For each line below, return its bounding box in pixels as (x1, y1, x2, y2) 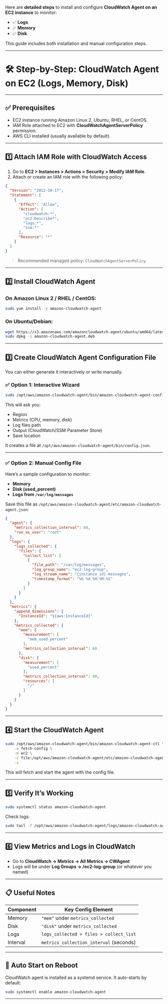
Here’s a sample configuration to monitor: (5, 471, 90, 477)
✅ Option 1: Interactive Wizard (5, 381, 80, 388)
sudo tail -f (5, 823, 32, 828)
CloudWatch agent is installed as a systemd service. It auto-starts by (5, 974, 147, 980)
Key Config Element (64, 906, 113, 913)
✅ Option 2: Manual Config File (5, 459, 81, 466)
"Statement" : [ (9, 192, 41, 198)
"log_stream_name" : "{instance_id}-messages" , (31, 572, 131, 577)
